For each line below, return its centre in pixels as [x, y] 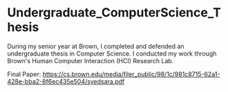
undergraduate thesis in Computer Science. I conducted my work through [112, 54]
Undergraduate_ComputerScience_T [114, 13]
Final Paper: [24, 74]
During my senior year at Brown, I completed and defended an [96, 46]
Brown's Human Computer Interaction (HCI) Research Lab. [91, 60]
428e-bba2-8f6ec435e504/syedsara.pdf [66, 81]
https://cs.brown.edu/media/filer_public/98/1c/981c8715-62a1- [131, 74]
